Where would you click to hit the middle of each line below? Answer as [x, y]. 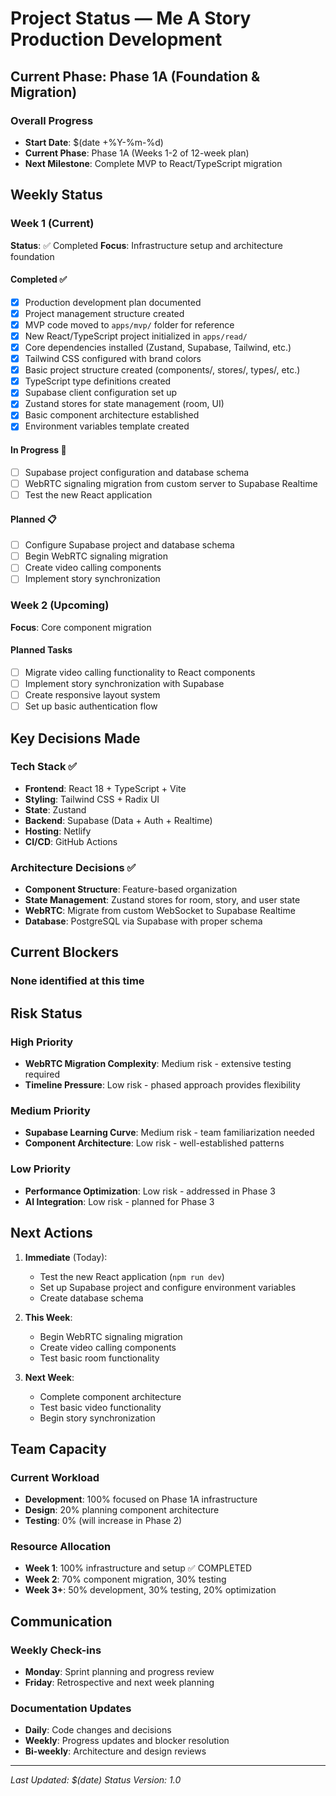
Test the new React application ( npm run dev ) [132, 1276]
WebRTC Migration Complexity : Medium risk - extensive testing [158, 1064]
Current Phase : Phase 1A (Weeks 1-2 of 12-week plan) [137, 153]
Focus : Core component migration [81, 627]
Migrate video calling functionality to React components [140, 672]
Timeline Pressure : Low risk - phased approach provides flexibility [162, 1085]
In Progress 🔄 [38, 450]
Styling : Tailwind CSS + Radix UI [92, 799]
